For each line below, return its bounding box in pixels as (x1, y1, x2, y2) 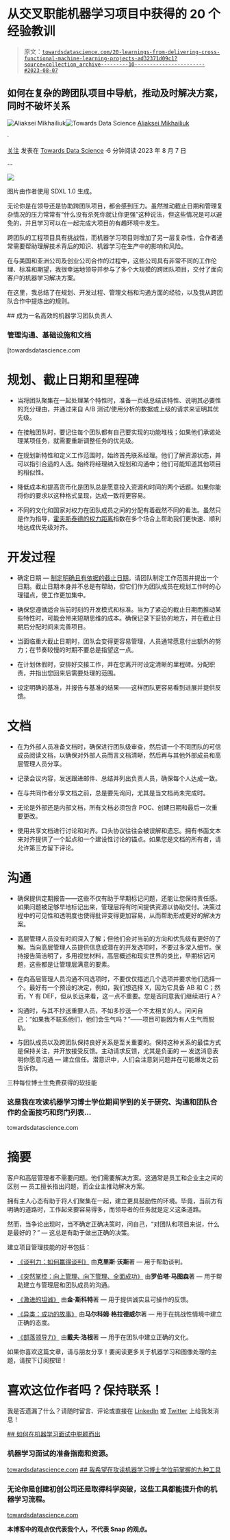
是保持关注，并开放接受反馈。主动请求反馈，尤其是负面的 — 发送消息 (16, 1046, 213, 1055)
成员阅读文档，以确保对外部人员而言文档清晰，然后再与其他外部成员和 (16, 751, 216, 759)
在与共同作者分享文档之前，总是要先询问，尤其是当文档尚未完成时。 (16, 789, 209, 797)
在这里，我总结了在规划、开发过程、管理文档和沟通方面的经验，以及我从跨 (7, 288, 217, 296)
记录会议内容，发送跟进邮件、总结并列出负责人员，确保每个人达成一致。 (16, 774, 221, 782)
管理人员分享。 (23, 759, 66, 768)
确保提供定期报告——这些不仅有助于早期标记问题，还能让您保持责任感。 (16, 894, 221, 902)
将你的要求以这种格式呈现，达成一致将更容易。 (16, 491, 149, 499)
